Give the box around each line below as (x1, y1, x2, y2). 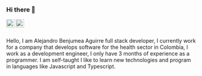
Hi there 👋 (6, 5, 36, 14)
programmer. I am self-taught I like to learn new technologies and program (6, 57, 191, 64)
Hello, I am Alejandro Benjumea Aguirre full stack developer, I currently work (6, 37, 196, 45)
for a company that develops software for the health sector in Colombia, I (6, 43, 188, 51)
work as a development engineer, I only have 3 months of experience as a (6, 50, 190, 57)
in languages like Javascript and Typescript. (6, 63, 116, 70)
